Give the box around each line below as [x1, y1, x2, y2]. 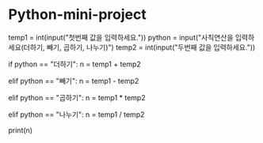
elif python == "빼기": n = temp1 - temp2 [8, 76, 139, 85]
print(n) [8, 125, 33, 135]
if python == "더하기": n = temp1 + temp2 [8, 59, 141, 69]
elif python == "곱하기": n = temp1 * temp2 [8, 92, 146, 102]
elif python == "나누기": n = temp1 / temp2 [8, 109, 145, 119]
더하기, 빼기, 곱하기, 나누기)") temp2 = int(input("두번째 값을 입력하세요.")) [23, 42, 256, 52]
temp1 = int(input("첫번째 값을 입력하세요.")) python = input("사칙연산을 [8, 32, 234, 42]
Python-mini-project [8, 6, 147, 24]
